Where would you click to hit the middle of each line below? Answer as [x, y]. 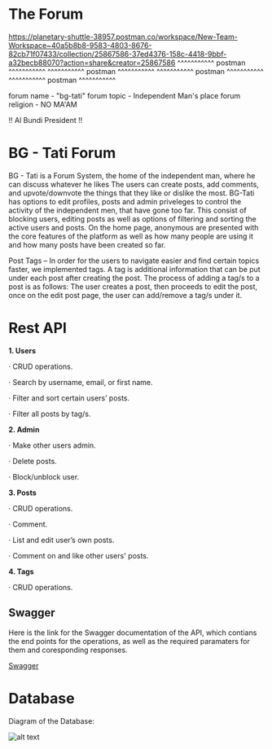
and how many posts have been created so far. [87, 244]
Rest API [38, 329]
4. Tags [21, 572]
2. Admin [24, 429]
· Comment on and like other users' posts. [79, 555]
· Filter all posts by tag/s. [50, 414]
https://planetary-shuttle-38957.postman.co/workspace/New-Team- [123, 37]
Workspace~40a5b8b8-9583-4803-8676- [80, 45]
